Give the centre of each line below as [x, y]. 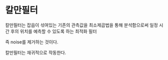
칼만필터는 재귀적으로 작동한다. [36, 52]
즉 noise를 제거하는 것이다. [32, 42]
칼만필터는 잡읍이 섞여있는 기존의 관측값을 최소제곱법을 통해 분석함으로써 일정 [82, 25]
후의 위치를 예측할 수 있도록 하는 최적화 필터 [54, 31]
